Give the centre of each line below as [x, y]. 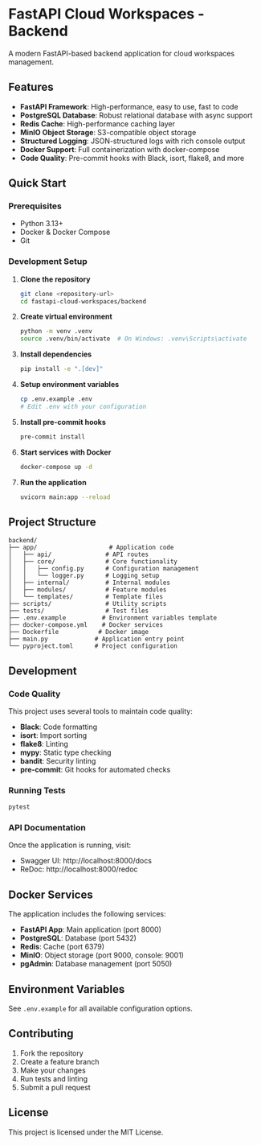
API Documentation [47, 828]
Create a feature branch [59, 1061]
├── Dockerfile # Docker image [79, 632]
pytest [19, 807]
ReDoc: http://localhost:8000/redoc [79, 869]
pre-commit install [53, 437]
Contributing [41, 1034]
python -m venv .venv [56, 332]
